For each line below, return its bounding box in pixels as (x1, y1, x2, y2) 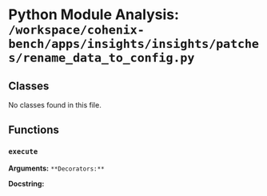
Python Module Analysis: (8, 6, 180, 24)
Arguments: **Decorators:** (8, 163, 106, 173)
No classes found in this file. (8, 100, 102, 109)
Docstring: (8, 178, 45, 188)
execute (8, 147, 38, 156)
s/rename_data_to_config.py (8, 50, 195, 65)
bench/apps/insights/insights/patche (8, 37, 260, 52)
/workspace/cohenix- (8, 22, 145, 37)
